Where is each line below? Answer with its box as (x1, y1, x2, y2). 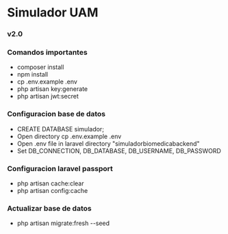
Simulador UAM (7, 5, 99, 21)
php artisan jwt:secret (16, 92, 79, 101)
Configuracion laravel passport (7, 164, 113, 173)
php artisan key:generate (16, 85, 88, 93)
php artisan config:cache (16, 187, 88, 194)
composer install (16, 63, 64, 71)
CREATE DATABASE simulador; (16, 125, 105, 133)
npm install (16, 70, 49, 79)
